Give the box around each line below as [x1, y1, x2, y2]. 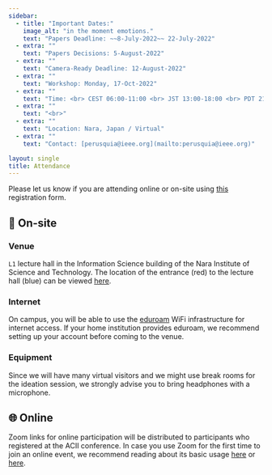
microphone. [8, 388, 51, 397]
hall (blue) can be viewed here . [8, 276, 112, 286]
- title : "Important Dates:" [15, 19, 114, 28]
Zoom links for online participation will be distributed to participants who [8, 432, 250, 442]
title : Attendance [8, 162, 70, 170]
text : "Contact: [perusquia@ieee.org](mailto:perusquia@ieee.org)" [23, 139, 255, 148]
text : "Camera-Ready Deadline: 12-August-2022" [23, 65, 186, 73]
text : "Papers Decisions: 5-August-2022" [23, 49, 164, 57]
